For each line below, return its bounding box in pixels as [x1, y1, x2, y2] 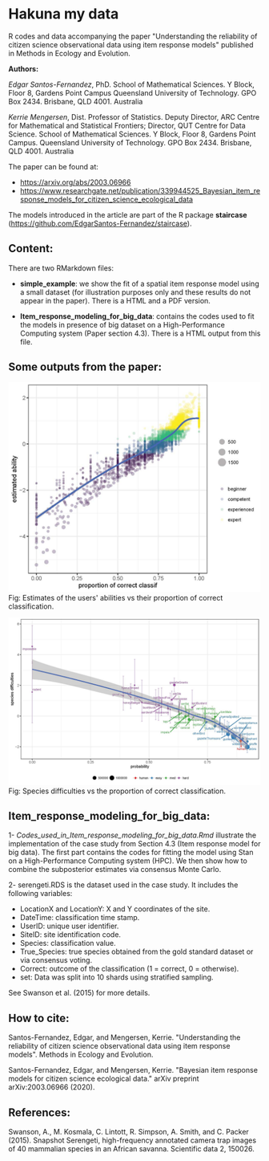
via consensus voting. [19, 955, 93, 965]
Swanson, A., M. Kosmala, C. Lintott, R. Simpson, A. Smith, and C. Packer [8, 1127, 250, 1137]
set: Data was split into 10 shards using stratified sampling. [19, 972, 214, 982]
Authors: [8, 63, 38, 73]
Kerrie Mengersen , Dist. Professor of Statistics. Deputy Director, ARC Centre [8, 112, 260, 121]
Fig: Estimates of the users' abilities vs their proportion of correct [8, 593, 223, 602]
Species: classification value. [19, 939, 116, 948]
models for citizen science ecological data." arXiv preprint [8, 1073, 199, 1084]
